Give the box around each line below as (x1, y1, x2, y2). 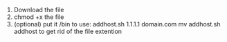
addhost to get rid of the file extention (13, 27, 122, 35)
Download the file (13, 6, 64, 14)
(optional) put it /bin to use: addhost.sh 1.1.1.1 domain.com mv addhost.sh (13, 20, 221, 28)
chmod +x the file (13, 13, 64, 21)
